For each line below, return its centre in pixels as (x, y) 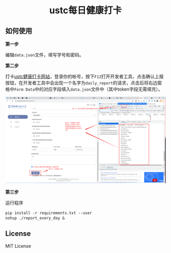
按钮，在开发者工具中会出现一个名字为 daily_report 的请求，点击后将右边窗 (83, 83)
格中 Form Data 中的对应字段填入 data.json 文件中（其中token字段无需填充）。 (84, 89)
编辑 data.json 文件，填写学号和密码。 (45, 55)
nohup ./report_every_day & (35, 218)
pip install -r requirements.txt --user (49, 213)
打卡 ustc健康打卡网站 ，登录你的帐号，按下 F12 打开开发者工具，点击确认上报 (84, 76)
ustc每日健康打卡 (85, 10)
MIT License (18, 246)
